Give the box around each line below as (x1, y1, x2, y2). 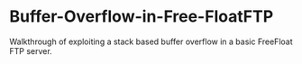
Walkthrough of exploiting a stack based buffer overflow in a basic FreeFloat (9, 36, 293, 47)
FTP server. (9, 45, 52, 56)
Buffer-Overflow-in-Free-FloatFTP (9, 6, 274, 27)
